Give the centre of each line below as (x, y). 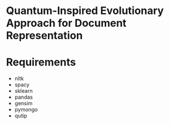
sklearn (24, 91)
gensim (23, 103)
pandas (24, 97)
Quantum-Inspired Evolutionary (85, 11)
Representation (45, 36)
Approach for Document (67, 23)
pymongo (26, 110)
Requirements (41, 62)
